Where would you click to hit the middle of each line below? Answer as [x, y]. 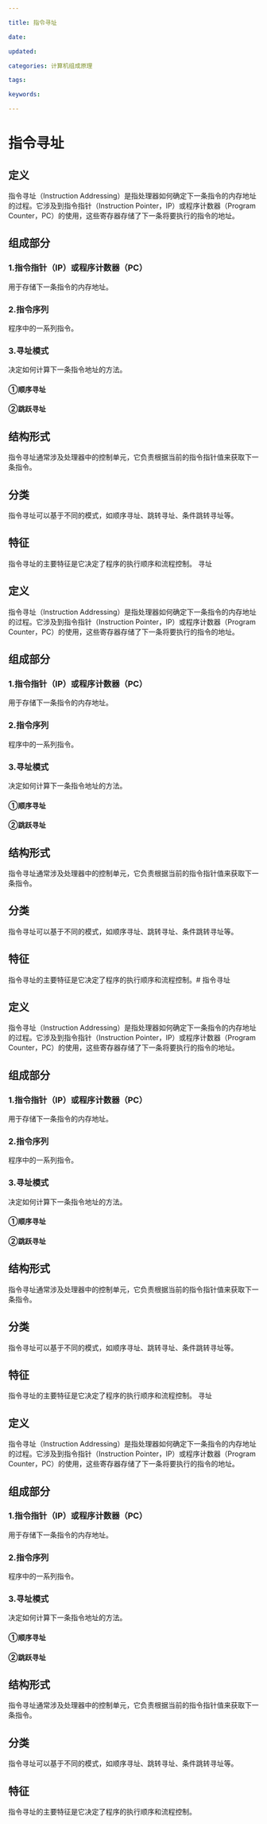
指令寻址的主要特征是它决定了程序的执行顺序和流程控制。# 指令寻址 [119, 980]
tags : [17, 80]
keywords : [25, 95]
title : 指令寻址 [33, 22]
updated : [23, 51]
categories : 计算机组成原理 [50, 66]
